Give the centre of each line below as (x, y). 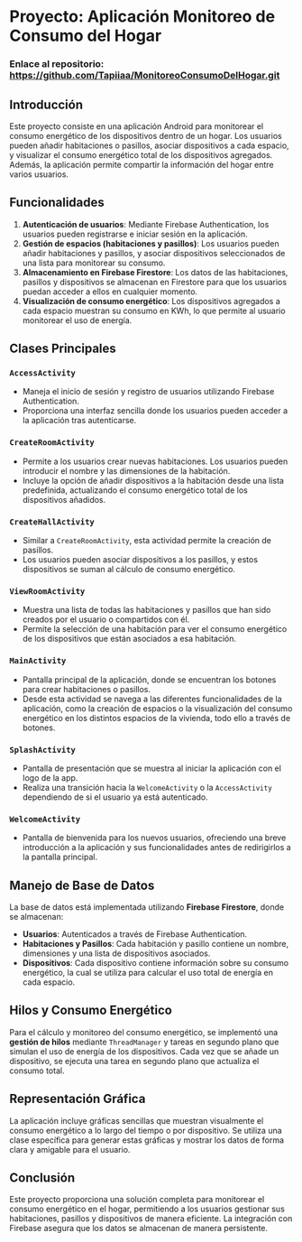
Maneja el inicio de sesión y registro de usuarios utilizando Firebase (148, 392)
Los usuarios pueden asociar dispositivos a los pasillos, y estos (140, 560)
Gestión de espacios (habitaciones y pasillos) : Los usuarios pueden (151, 243)
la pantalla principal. (59, 857)
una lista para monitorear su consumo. (94, 263)
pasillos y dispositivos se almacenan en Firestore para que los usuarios (154, 282)
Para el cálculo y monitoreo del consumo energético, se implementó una (144, 1032)
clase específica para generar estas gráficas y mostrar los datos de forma (147, 1140)
